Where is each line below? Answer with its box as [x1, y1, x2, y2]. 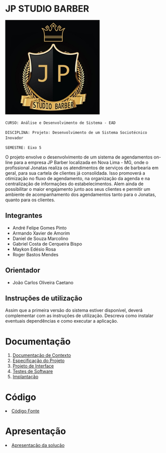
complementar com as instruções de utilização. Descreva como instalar [5, 313, 153, 319]
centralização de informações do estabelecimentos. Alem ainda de [5, 181, 144, 187]
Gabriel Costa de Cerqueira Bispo [12, 241, 82, 247]
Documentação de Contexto [12, 352, 71, 358]
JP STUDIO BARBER [5, 3, 90, 15]
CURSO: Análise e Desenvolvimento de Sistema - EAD [5, 120, 116, 125]
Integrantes [5, 211, 43, 220]
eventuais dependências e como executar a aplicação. [5, 318, 118, 324]
